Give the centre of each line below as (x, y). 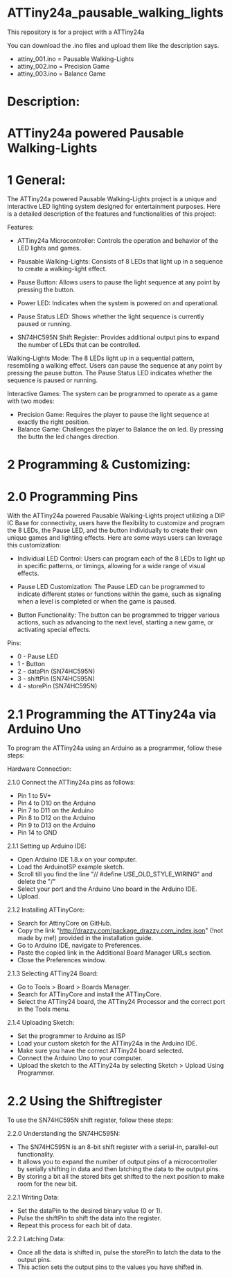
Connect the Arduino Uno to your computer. (80, 1058)
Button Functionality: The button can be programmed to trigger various (118, 615)
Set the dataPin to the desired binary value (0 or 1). (90, 1211)
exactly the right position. (53, 422)
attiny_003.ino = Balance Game (61, 74)
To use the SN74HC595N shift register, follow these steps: (90, 1120)
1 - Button (31, 664)
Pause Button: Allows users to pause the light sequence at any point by (118, 282)
